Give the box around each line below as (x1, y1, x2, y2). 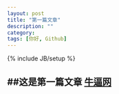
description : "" (7, 23, 54, 30)
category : (7, 29, 36, 36)
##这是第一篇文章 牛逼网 (7, 76, 112, 88)
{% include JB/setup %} (7, 54, 76, 62)
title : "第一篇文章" (7, 16, 61, 23)
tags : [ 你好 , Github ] (7, 36, 67, 43)
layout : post (7, 10, 45, 17)
